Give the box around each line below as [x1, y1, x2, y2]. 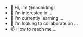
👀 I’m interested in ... [10, 10, 53, 16]
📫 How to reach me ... [10, 26, 57, 32]
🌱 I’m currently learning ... [10, 15, 64, 21]
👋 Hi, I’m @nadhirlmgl [10, 5, 55, 10]
